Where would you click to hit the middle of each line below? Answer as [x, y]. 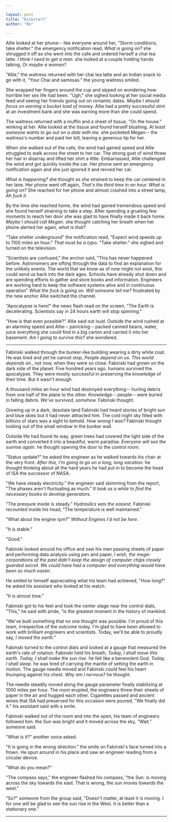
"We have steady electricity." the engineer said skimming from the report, [83, 483]
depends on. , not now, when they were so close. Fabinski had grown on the [85, 363]
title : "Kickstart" [27, 19]
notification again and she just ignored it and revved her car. [69, 170]
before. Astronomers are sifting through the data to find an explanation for [83, 263]
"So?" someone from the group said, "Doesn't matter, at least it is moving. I [85, 798]
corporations [19, 560]
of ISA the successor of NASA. [38, 473]
